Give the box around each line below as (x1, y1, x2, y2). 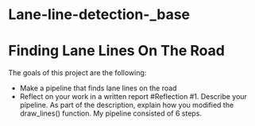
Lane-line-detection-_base (8, 6, 191, 24)
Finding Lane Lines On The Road (8, 42, 225, 60)
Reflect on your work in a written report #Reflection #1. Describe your (19, 92, 248, 101)
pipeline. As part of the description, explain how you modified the (19, 101, 234, 110)
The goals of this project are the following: (8, 68, 147, 78)
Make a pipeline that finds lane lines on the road (19, 83, 177, 93)
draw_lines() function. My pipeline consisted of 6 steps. (19, 109, 203, 118)
